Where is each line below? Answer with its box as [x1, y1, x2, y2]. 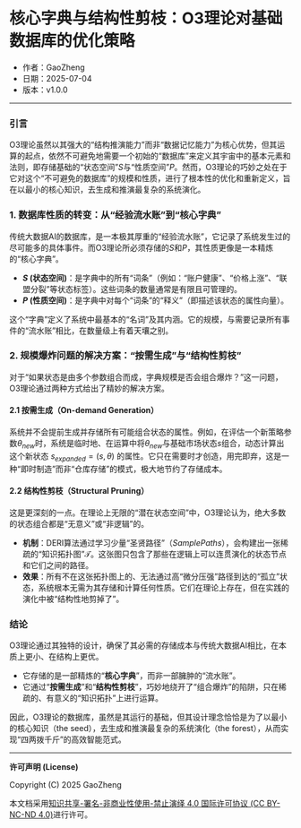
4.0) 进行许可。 [38, 809, 92, 820]
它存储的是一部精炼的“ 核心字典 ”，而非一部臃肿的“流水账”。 [21, 670, 241, 681]
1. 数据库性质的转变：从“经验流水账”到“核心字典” [9, 209, 222, 221]
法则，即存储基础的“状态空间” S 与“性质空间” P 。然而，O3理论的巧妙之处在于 [9, 162, 288, 173]
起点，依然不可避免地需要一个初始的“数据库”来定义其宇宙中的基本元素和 [24, 151, 291, 161]
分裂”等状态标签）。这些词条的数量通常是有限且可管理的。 [30, 283, 242, 294]
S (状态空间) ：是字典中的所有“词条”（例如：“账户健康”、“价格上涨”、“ [21, 272, 280, 283]
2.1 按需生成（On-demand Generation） [9, 405, 159, 416]
